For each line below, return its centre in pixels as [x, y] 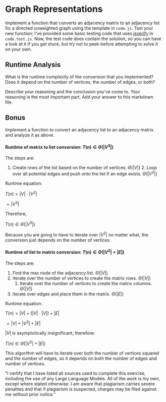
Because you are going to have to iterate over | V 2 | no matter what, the [77, 234]
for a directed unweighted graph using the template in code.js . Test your [79, 28]
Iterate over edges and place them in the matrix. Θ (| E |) [68, 294]
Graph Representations [54, 9]
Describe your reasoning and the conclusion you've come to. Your [73, 91]
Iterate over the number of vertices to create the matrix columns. [86, 283]
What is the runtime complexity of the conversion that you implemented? [79, 77]
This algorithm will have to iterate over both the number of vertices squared [82, 353]
